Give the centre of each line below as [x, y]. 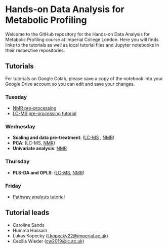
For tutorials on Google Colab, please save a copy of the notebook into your [84, 78]
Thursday [17, 162]
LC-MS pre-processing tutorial [45, 114]
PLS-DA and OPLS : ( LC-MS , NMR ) [48, 172]
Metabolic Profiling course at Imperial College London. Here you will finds [82, 40]
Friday [13, 186]
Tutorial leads [27, 213]
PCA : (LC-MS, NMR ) [34, 143]
